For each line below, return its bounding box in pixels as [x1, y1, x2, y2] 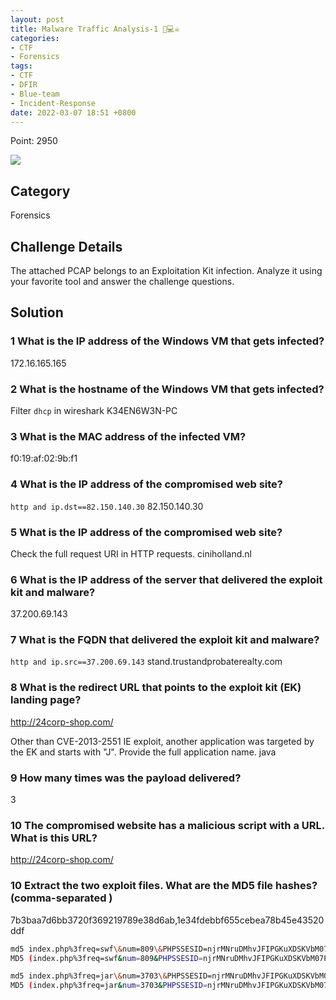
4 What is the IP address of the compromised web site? [10, 477, 284, 491]
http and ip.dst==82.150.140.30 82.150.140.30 [10, 500, 204, 512]
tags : [10, 61, 33, 71]
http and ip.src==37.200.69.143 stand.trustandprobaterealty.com [10, 656, 283, 668]
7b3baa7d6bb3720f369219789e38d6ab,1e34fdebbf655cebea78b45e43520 [10, 914, 325, 926]
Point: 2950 [10, 135, 58, 147]
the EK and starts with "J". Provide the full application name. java [10, 746, 277, 758]
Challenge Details [10, 238, 123, 255]
